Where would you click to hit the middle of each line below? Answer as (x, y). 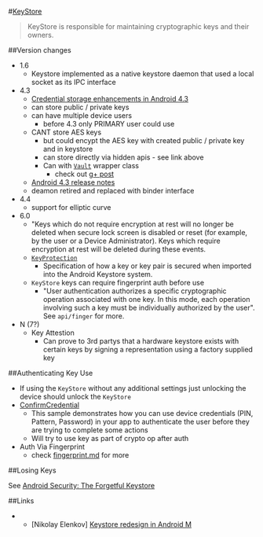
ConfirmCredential (49, 405)
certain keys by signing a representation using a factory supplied (148, 349)
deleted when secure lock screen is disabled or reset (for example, (139, 232)
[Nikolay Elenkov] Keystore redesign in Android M (111, 524)
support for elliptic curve (71, 207)
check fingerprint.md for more (80, 455)
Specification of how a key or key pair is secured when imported (147, 266)
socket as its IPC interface (73, 82)
